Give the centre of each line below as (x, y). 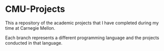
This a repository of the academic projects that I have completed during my (82, 23)
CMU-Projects (35, 9)
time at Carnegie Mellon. (30, 28)
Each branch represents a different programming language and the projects (82, 38)
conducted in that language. (34, 43)
